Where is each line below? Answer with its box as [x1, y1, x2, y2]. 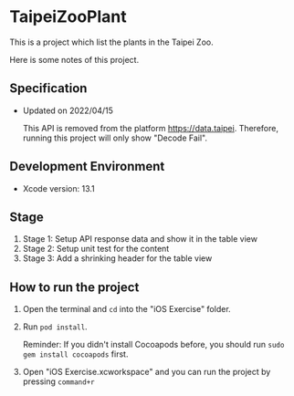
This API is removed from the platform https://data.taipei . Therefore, [22, 122, 278, 133]
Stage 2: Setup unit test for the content [22, 244, 170, 255]
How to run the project [9, 279, 140, 295]
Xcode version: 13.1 [22, 182, 96, 193]
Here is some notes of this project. [9, 54, 140, 65]
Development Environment [9, 159, 165, 174]
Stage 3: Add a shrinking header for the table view [22, 253, 213, 264]
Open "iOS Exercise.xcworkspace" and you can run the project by [22, 367, 271, 378]
